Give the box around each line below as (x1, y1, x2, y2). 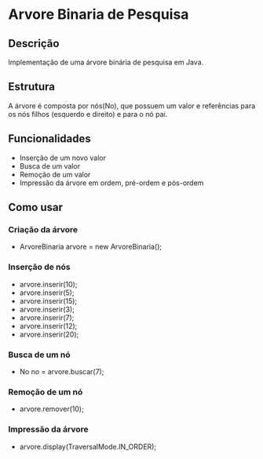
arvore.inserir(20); (19, 330, 79, 339)
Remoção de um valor (19, 169, 91, 179)
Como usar (8, 201, 64, 214)
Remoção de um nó (8, 386, 83, 397)
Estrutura (8, 80, 56, 93)
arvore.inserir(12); (19, 321, 78, 330)
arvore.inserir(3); (19, 304, 75, 314)
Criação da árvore (8, 224, 79, 235)
